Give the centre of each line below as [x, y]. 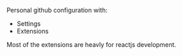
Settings [29, 23]
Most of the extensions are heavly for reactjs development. [91, 44]
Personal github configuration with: [57, 10]
